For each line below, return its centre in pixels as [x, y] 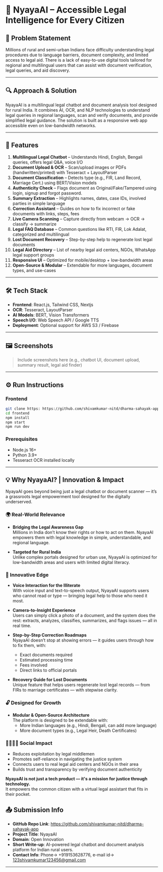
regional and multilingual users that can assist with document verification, [79, 65]
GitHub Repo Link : [31, 824]
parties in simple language [39, 203]
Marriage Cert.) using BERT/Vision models [55, 183]
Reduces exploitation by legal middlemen [53, 754]
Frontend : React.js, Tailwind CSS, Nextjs [53, 305]
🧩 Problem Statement [38, 38]
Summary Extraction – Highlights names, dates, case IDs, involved [79, 198]
